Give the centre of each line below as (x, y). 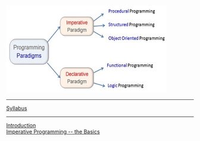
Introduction (21, 125)
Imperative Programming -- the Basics (53, 131)
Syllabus (17, 108)
